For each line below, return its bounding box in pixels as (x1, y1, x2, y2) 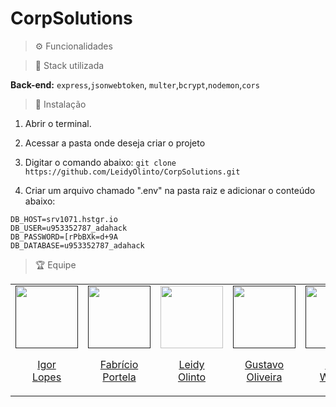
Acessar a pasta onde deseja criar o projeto (24, 137, 206, 149)
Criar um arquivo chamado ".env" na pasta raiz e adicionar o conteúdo (24, 184, 316, 196)
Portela (102, 370, 137, 384)
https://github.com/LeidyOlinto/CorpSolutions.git (24, 167, 241, 177)
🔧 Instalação (34, 98, 87, 110)
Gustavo (244, 357, 285, 371)
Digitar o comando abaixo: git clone (24, 156, 177, 168)
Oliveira (246, 370, 283, 384)
